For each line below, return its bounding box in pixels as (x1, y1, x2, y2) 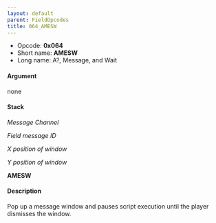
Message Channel (7, 118, 59, 126)
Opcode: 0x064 (17, 42, 63, 50)
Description (7, 187, 42, 196)
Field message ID (7, 131, 56, 139)
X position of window (7, 145, 67, 153)
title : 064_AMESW (7, 23, 57, 30)
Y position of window (7, 158, 67, 166)
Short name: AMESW (17, 49, 78, 57)
